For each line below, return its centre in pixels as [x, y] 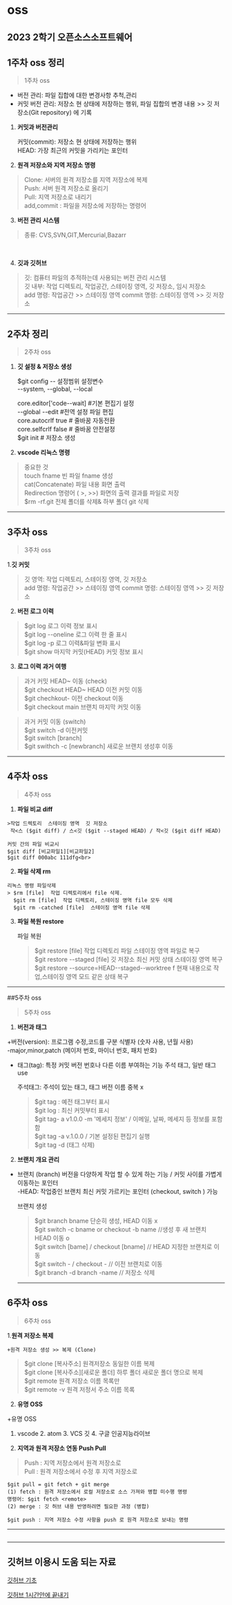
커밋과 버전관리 [38, 127]
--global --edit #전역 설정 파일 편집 [65, 412]
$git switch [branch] [53, 738]
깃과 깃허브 [32, 263]
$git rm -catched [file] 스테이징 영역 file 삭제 [82, 907]
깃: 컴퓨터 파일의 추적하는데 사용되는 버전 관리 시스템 [95, 278]
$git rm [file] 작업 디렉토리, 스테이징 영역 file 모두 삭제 [93, 900]
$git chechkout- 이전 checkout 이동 [74, 699]
